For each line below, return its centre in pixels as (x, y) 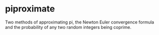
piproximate (30, 9)
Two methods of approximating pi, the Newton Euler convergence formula (79, 22)
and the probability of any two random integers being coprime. (68, 27)
